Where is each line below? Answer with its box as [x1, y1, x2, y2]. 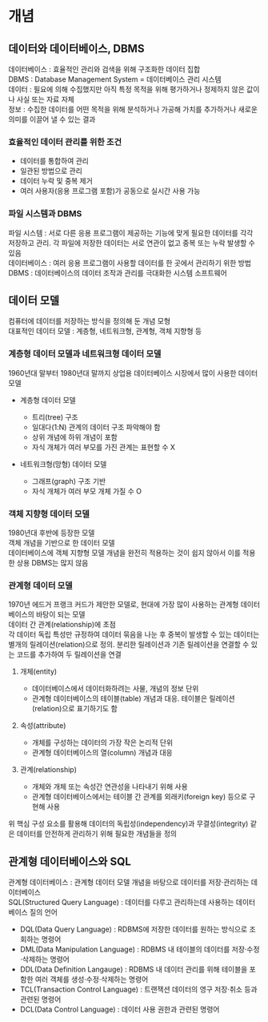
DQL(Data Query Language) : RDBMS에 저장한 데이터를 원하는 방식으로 [19, 924, 248, 934]
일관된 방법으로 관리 [19, 166, 82, 176]
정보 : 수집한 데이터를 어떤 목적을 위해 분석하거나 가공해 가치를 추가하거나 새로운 [8, 105, 258, 114]
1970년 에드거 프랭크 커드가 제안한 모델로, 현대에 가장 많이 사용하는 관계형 [8, 600, 239, 610]
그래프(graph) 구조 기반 [31, 476, 106, 485]
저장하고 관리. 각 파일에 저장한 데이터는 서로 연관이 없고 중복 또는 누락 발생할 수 [8, 238, 256, 247]
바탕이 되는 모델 [35, 610, 86, 619]
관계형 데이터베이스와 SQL [8, 855, 132, 868]
